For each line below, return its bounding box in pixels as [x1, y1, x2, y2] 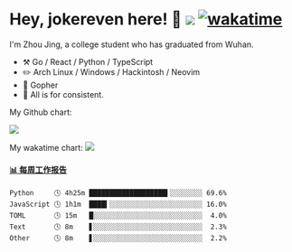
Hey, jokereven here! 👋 [9, 9, 183, 30]
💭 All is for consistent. [22, 89, 104, 99]
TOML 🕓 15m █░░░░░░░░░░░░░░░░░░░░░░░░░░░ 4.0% [9, 211, 228, 220]
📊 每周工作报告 [9, 163, 68, 175]
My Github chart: [9, 107, 72, 117]
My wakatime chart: [9, 142, 83, 153]
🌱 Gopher [22, 79, 59, 90]
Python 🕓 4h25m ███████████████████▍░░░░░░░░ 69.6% [9, 189, 228, 198]
